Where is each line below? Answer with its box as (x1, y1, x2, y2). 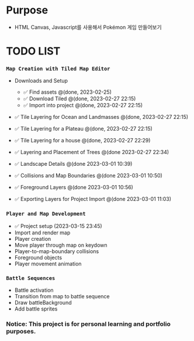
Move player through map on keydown (14, 241, 108, 248)
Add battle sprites (14, 305, 58, 312)
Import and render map (14, 229, 71, 236)
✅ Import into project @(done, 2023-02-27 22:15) (23, 102, 143, 109)
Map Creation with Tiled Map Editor (6, 66, 110, 72)
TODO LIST (6, 45, 61, 58)
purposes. (6, 327, 36, 335)
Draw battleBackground (14, 299, 72, 306)
